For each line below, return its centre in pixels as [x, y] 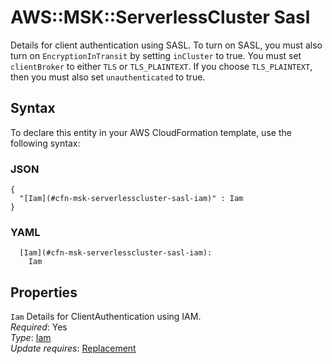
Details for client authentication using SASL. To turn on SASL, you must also [166, 45]
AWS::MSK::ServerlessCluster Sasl [160, 17]
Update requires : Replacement [73, 348]
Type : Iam [31, 338]
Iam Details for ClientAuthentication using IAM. [106, 317]
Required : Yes [39, 327]
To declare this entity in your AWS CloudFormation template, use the [151, 132]
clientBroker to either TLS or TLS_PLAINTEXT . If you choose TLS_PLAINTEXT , [161, 66]
